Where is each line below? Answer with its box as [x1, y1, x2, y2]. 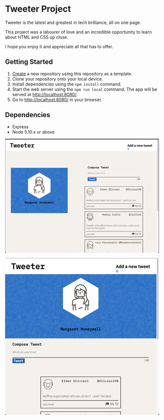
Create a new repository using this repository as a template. [12, 71, 133, 77]
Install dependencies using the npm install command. [12, 81, 122, 87]
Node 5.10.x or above [12, 129, 55, 135]
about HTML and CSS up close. [5, 34, 68, 40]
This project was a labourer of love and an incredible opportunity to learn [5, 29, 152, 35]
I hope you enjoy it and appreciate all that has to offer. [5, 43, 113, 49]
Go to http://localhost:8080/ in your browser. [12, 97, 102, 102]
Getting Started [5, 58, 53, 66]
